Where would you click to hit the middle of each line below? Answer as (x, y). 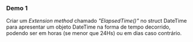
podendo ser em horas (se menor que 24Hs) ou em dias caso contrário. (94, 33)
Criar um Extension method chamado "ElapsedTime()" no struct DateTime (96, 21)
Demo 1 (17, 8)
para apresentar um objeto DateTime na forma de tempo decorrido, (88, 27)
